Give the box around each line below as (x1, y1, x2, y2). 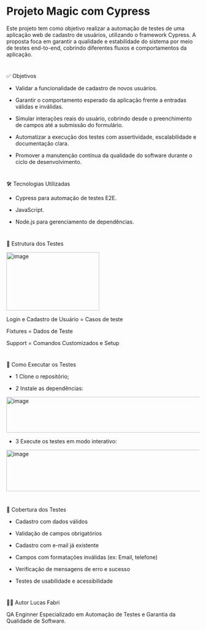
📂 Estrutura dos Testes (6, 239, 64, 247)
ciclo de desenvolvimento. (15, 158, 82, 166)
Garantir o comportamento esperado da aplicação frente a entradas (15, 96, 187, 104)
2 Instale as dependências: (15, 384, 84, 392)
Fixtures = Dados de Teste (6, 327, 74, 335)
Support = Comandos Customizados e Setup (6, 339, 120, 346)
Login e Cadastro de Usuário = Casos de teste (6, 315, 123, 323)
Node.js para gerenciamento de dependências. (15, 218, 134, 225)
